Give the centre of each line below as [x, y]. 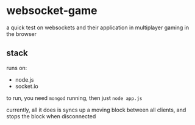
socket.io [27, 86]
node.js [25, 79]
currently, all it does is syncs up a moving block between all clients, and [96, 110]
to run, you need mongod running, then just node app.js [74, 98]
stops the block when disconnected [51, 116]
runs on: [17, 68]
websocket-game [52, 11]
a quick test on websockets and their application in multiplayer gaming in [98, 27]
